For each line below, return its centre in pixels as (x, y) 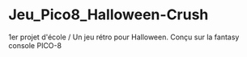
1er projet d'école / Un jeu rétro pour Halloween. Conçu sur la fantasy (124, 37)
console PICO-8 (35, 45)
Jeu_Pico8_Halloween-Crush (109, 15)
